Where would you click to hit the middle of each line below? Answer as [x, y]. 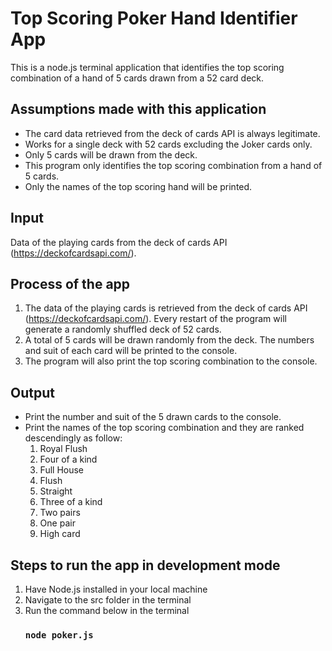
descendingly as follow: [73, 438]
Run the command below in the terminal [107, 610]
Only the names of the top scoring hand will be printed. [138, 186]
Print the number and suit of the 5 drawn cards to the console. [153, 417]
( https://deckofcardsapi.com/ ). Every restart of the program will [155, 319]
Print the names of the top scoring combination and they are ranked [164, 428]
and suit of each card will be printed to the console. [131, 351]
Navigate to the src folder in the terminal [108, 600]
